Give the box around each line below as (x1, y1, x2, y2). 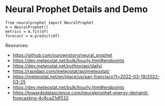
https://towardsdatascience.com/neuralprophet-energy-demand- (12, 89, 149, 95)
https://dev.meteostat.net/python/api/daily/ (12, 63, 103, 69)
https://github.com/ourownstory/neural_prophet (12, 52, 112, 58)
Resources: (5, 42, 29, 48)
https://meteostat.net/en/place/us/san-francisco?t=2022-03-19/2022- (12, 73, 160, 79)
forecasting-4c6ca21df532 (12, 95, 69, 101)
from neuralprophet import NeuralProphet (5, 20, 94, 25)
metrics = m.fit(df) (5, 29, 49, 34)
